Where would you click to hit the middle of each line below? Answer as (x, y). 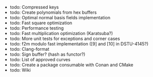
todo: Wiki (20, 70)
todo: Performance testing (37, 28)
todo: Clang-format (30, 49)
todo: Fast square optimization (41, 23)
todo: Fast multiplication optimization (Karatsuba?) (61, 33)
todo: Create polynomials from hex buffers (53, 12)
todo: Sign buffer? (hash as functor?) (47, 54)
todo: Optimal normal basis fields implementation (60, 18)
